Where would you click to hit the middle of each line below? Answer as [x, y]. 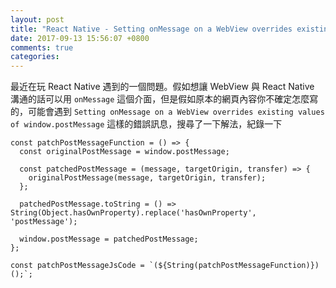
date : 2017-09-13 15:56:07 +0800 [80, 38]
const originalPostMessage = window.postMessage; [124, 152]
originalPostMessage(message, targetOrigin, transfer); [147, 178]
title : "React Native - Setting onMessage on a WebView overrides [151, 29]
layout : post [37, 19]
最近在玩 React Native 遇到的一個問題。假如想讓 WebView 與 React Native [162, 87]
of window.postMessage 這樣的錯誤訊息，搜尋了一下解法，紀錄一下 [146, 124]
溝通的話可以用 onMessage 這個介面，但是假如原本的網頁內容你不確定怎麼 [160, 99]
